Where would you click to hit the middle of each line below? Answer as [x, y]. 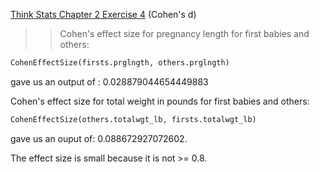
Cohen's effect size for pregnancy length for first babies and [184, 33]
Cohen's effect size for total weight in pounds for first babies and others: [160, 101]
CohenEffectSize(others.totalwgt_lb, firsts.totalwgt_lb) [133, 119]
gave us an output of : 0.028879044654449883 [109, 81]
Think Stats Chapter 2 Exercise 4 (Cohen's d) [103, 14]
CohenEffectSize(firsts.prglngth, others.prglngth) [120, 63]
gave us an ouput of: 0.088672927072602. [99, 138]
